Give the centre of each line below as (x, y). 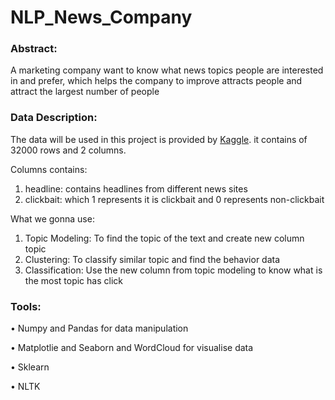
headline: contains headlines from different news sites (136, 188)
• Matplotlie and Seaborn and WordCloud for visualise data (132, 348)
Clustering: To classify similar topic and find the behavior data (152, 259)
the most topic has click (73, 280)
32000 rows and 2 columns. (68, 150)
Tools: (26, 306)
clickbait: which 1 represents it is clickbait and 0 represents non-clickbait (174, 199)
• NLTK (25, 387)
